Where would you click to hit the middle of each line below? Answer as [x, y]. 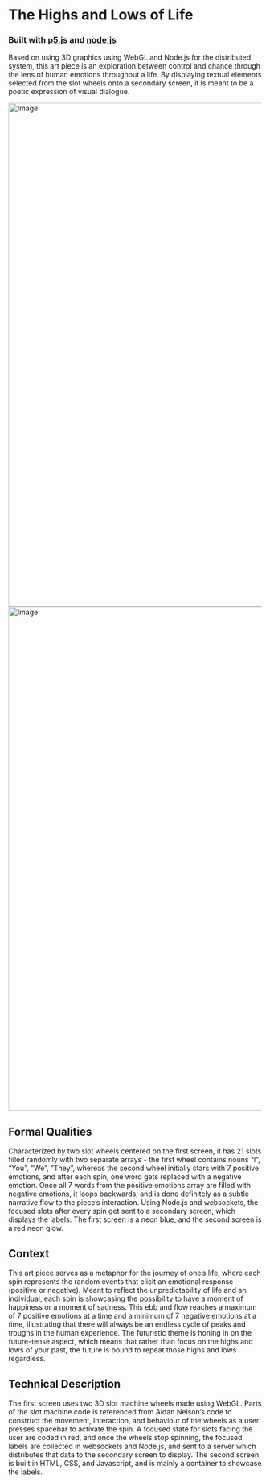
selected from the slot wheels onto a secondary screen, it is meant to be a [131, 83]
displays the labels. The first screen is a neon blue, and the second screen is [135, 1219]
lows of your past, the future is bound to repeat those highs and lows [123, 1350]
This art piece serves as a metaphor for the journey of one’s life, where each [135, 1273]
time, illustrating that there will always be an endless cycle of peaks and [127, 1324]
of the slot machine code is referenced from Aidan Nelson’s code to [120, 1411]
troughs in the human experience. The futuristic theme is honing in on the [130, 1333]
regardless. [27, 1359]
